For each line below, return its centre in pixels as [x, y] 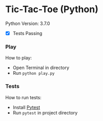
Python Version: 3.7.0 [28, 23]
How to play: [19, 58]
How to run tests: [24, 97]
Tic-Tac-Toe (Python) [52, 9]
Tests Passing [27, 33]
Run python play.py [34, 73]
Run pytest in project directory [45, 112]
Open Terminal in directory [41, 68]
